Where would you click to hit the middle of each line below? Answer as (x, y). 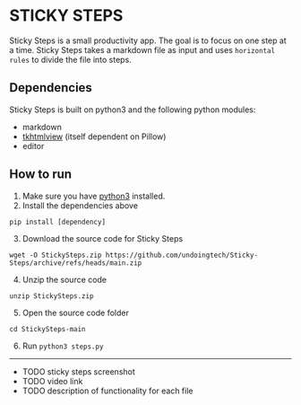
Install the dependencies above (80, 205)
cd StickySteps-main (48, 329)
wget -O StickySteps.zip (56, 255)
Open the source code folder (76, 313)
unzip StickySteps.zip (52, 296)
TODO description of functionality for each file (107, 391)
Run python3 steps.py (63, 346)
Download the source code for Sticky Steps (103, 238)
